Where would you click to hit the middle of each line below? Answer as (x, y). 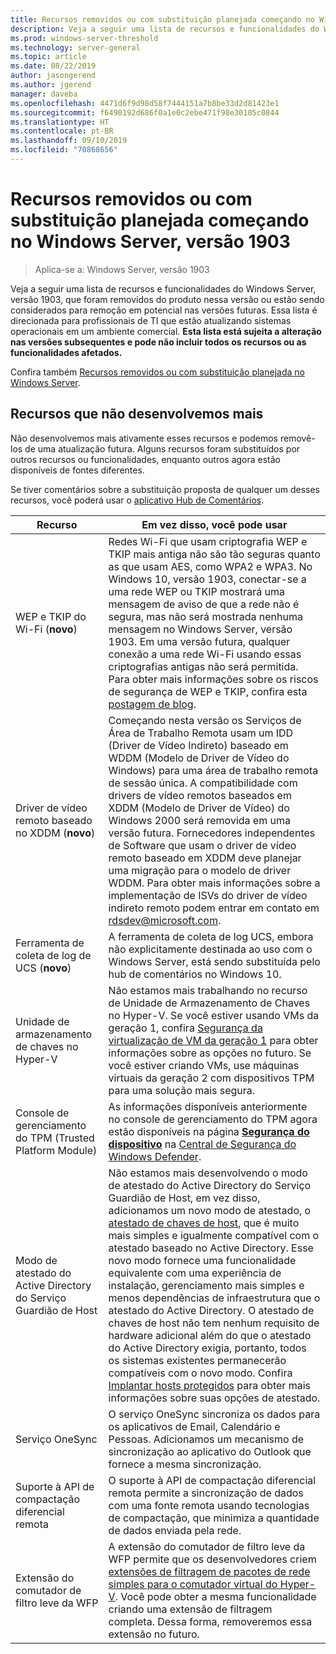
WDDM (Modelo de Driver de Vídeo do (199, 758)
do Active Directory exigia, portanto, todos (207, 1348)
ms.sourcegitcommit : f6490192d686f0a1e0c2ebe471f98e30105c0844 (145, 112)
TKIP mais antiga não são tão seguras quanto (214, 554)
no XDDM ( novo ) (55, 833)
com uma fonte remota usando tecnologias (209, 1505)
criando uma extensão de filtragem (190, 1609)
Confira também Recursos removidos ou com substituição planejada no (157, 372)
